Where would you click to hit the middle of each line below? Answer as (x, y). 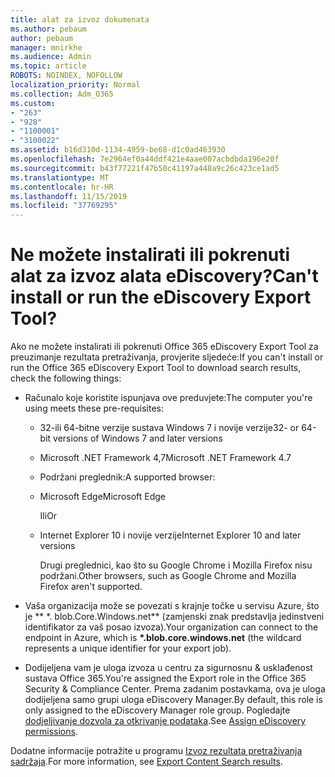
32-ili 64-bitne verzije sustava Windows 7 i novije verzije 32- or (169, 428)
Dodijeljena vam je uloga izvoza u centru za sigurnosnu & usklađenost (168, 668)
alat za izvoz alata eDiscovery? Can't (164, 276)
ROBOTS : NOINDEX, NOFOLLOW (66, 76)
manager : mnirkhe (46, 47)
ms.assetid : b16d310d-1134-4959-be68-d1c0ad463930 (118, 150)
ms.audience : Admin (51, 57)
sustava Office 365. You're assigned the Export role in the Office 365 (165, 678)
